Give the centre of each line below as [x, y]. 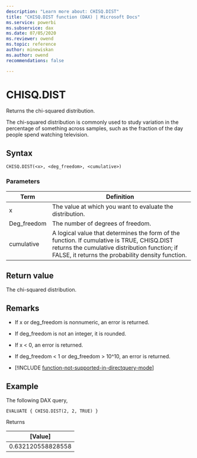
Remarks [23, 308]
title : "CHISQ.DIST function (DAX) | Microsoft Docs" [73, 17]
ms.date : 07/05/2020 [31, 33]
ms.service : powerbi [31, 22]
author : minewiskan [30, 50]
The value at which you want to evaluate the [113, 206]
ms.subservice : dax [30, 28]
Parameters [23, 181]
